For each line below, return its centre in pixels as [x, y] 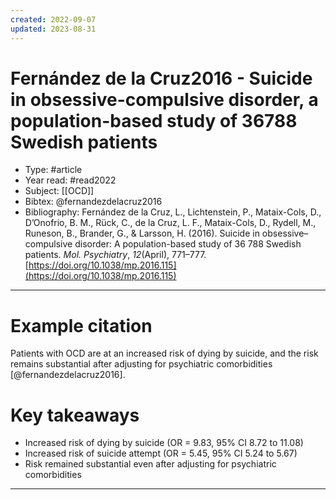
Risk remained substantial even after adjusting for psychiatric [150, 464]
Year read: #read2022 [70, 180]
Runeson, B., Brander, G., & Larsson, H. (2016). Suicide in [142, 233]
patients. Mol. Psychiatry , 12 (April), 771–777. [115, 255]
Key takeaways [75, 415]
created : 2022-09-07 [53, 19]
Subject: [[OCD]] [59, 191]
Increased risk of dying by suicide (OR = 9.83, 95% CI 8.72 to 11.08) [164, 443]
